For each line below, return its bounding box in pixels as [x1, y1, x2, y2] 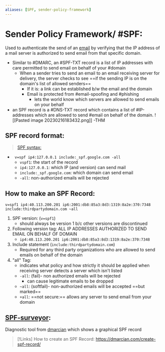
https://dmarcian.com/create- [96, 336, 156, 342]
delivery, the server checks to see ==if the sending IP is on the [19, 75, 147, 81]
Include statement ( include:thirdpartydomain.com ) [12, 242, 115, 247]
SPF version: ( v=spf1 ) [12, 215, 56, 221]
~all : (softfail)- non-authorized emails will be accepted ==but [19, 283, 145, 289]
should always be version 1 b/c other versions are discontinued [19, 220, 148, 227]
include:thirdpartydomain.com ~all [5, 207, 78, 212]
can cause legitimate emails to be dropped [27, 278, 114, 284]
